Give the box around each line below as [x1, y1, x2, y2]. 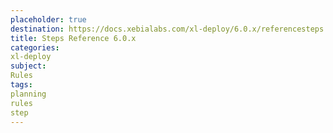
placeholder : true [10, 14, 87, 25]
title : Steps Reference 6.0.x [10, 33, 137, 43]
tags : [10, 80, 33, 90]
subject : [10, 61, 47, 71]
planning [10, 89, 47, 99]
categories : [10, 42, 60, 53]
